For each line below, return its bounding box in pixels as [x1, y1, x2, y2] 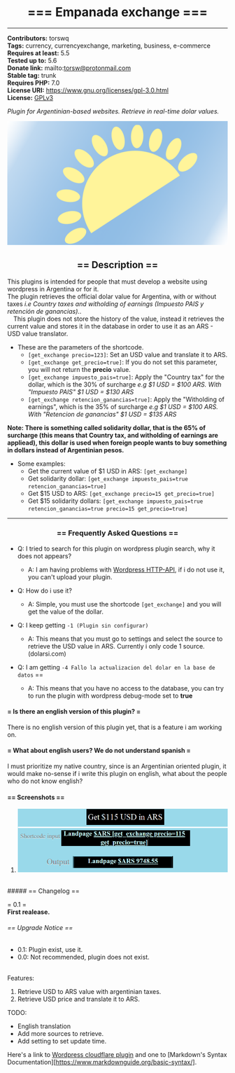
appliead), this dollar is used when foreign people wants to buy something [7, 438, 227, 447]
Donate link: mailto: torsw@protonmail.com [7, 64, 131, 72]
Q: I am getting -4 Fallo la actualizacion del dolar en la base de [17, 663, 215, 671]
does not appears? [17, 551, 72, 560]
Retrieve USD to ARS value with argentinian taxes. [17, 988, 162, 996]
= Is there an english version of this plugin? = [7, 707, 141, 716]
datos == [17, 670, 44, 679]
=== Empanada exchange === [27, 4, 208, 20]
